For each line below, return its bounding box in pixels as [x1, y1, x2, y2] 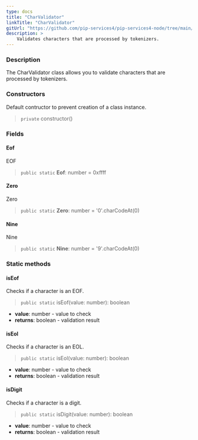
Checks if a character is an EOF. [6, 288, 84, 295]
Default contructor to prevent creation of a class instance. [6, 103, 147, 110]
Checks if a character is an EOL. [6, 343, 84, 350]
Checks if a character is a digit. [6, 399, 82, 406]
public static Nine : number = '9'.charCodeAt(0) [20, 245, 140, 252]
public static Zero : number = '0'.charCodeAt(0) [20, 207, 140, 214]
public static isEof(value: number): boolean [20, 299, 130, 306]
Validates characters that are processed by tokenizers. [16, 36, 160, 42]
